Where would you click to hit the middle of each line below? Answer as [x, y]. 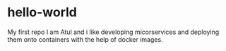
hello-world [42, 12]
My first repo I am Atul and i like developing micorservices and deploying [113, 32]
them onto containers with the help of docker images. [85, 39]
